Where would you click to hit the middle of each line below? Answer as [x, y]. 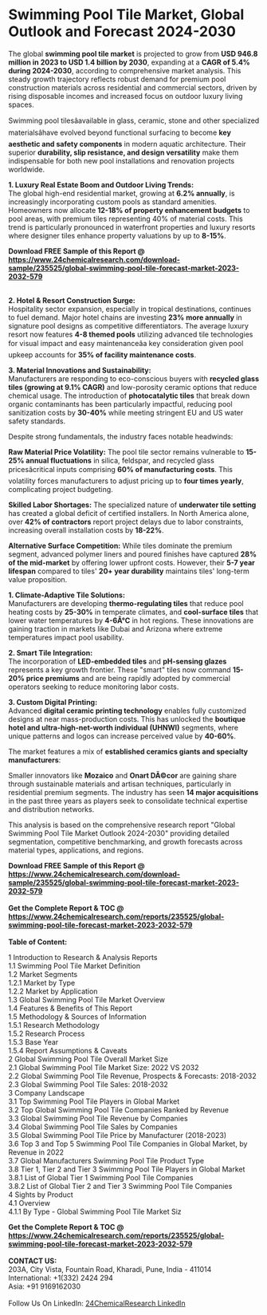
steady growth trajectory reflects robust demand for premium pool [117, 79]
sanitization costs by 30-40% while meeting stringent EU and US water [126, 412]
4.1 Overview [29, 1203]
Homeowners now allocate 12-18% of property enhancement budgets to [129, 210]
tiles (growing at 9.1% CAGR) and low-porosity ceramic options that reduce [133, 387]
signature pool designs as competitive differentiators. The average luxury [128, 325]
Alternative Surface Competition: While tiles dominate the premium [120, 545]
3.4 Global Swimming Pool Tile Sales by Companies [93, 1127]
